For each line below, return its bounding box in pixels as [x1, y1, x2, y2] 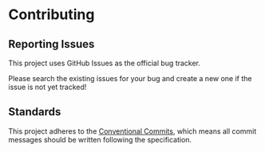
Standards [8, 105, 61, 119]
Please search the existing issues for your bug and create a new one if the [8, 74, 252, 83]
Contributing [8, 6, 95, 24]
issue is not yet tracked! [8, 82, 87, 92]
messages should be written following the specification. [8, 134, 192, 144]
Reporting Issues [8, 37, 95, 51]
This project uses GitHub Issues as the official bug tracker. [8, 58, 201, 68]
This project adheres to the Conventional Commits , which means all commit [8, 126, 257, 136]
